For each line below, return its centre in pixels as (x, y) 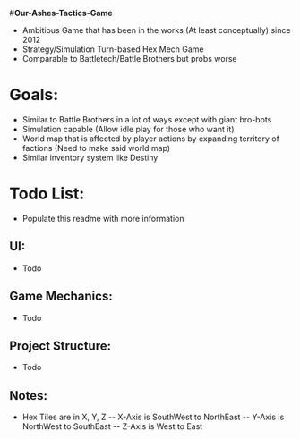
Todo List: (47, 194)
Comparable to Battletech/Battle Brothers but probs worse (129, 59)
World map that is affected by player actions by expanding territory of (151, 139)
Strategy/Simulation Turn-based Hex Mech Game (113, 49)
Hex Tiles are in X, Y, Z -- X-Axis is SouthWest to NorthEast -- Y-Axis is (153, 417)
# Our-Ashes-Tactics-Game (61, 13)
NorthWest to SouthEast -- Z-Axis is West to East (112, 426)
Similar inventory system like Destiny (90, 157)
